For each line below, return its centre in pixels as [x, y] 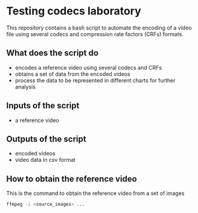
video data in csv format [45, 160]
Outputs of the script [46, 139]
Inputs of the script [43, 106]
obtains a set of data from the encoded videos [73, 74]
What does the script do [52, 53]
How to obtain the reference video [72, 179]
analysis [25, 87]
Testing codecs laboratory [74, 11]
